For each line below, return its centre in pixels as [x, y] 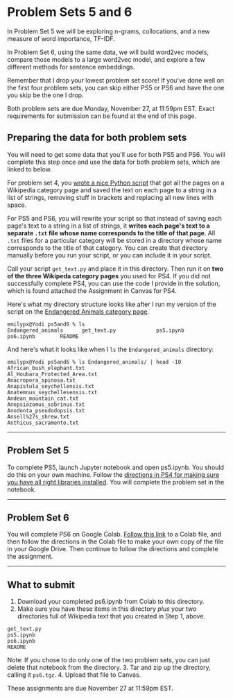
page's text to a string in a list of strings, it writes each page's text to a [109, 226]
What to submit [41, 585]
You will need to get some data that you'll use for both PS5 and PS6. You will [116, 154]
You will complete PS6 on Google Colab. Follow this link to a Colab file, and [114, 534]
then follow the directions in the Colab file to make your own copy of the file [115, 541]
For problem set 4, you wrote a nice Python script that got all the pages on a [116, 183]
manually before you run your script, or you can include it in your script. [110, 255]
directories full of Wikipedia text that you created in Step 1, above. [111, 616]
